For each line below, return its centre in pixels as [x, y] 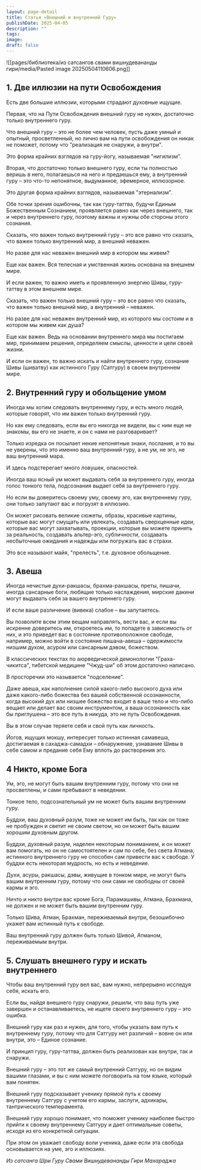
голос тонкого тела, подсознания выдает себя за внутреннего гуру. [93, 486]
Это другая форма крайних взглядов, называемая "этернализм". [89, 192]
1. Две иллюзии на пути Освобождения [84, 88]
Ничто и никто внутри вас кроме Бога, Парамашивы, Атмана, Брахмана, [100, 900]
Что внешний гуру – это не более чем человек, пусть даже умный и [94, 132]
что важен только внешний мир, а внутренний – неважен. [80, 306]
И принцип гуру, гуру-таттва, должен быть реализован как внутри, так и [100, 1051]
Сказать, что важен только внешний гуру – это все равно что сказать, [96, 300]
